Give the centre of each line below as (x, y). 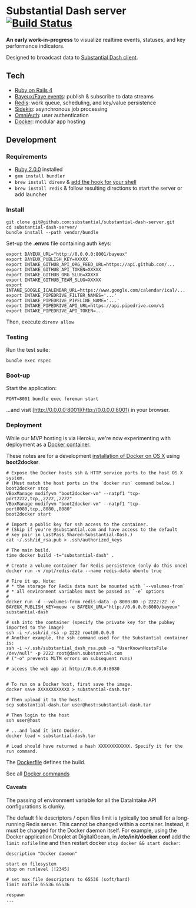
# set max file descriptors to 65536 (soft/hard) (68, 879)
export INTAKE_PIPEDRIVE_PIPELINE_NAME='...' (63, 301)
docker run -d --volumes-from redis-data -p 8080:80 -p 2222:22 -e (91, 602)
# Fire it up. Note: (31, 581)
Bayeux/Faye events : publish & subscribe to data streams (84, 96)
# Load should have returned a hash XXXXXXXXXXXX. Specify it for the (94, 746)
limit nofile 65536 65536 (38, 884)
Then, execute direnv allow (40, 322)
